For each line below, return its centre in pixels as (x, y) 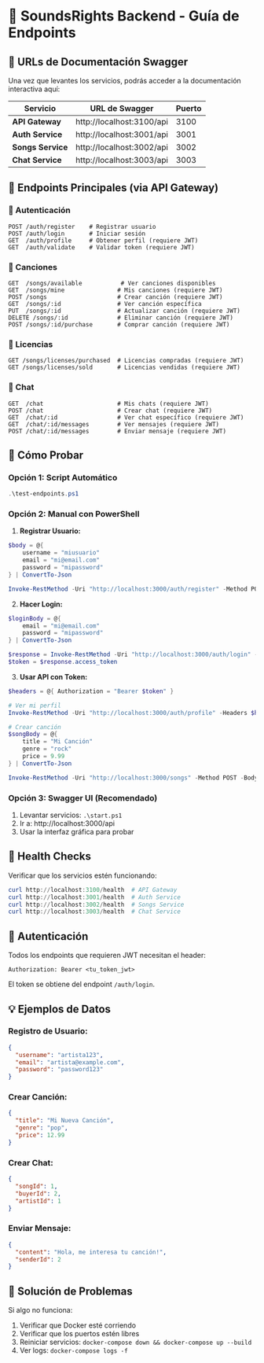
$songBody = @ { (33, 735)
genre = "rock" (47, 749)
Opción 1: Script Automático (63, 477)
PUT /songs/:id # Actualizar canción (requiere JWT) (125, 311)
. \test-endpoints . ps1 (44, 494)
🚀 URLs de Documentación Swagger (98, 62)
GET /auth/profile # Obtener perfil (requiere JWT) (103, 240)
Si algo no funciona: (40, 1310)
